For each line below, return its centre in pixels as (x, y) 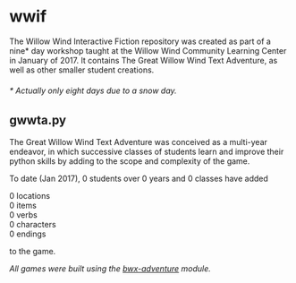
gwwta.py (38, 120)
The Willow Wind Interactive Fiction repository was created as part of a (140, 41)
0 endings (28, 234)
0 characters (33, 224)
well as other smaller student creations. (82, 70)
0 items (23, 205)
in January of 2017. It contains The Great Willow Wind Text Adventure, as (144, 60)
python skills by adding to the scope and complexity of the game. (130, 161)
